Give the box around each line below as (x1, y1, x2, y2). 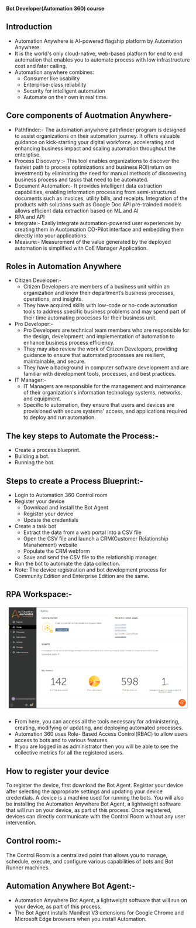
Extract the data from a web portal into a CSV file (23, 529, 142, 536)
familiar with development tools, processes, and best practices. (23, 370, 177, 378)
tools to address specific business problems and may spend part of (23, 308, 186, 315)
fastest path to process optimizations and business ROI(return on (14, 164, 172, 171)
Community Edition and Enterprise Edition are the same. (14, 573, 150, 580)
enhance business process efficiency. (23, 339, 115, 346)
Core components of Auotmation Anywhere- (6, 111, 173, 121)
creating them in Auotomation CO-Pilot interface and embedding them (14, 226, 184, 233)
